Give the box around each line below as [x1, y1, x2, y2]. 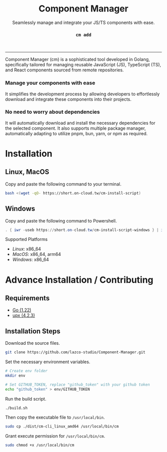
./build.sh [5, 405, 28, 411]
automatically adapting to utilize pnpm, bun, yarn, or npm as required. [5, 130, 148, 136]
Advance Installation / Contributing [5, 274, 154, 285]
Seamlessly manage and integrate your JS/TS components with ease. [12, 19, 155, 25]
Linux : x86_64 [12, 246, 41, 252]
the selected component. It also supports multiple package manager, [5, 125, 146, 131]
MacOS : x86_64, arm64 [12, 251, 61, 257]
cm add [75, 32, 92, 37]
